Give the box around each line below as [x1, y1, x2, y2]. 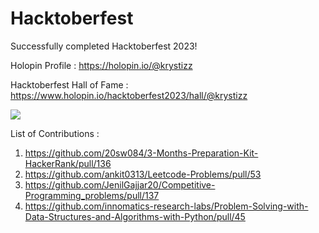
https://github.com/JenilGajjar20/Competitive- [24, 178, 216, 191]
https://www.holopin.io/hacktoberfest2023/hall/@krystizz [10, 89, 248, 101]
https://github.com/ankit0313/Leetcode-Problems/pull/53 [24, 168, 262, 180]
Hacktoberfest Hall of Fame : [10, 78, 129, 91]
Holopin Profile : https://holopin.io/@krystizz [10, 59, 193, 71]
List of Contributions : [10, 127, 100, 139]
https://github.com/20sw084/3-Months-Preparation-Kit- [24, 147, 259, 159]
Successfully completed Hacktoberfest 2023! [10, 40, 198, 52]
